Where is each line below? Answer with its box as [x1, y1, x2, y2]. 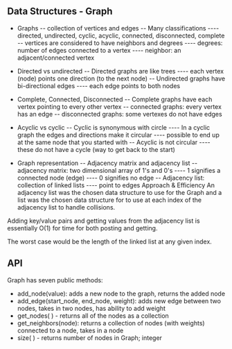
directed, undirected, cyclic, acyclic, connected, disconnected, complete [17, 31, 225, 40]
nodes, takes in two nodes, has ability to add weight [17, 304, 166, 312]
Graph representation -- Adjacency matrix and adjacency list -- [17, 159, 198, 167]
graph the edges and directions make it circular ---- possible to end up [17, 130, 220, 139]
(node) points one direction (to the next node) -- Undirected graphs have [17, 74, 226, 83]
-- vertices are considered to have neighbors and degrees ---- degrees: [17, 38, 223, 47]
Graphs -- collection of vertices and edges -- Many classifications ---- [17, 24, 220, 32]
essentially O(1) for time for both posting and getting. [7, 223, 158, 232]
